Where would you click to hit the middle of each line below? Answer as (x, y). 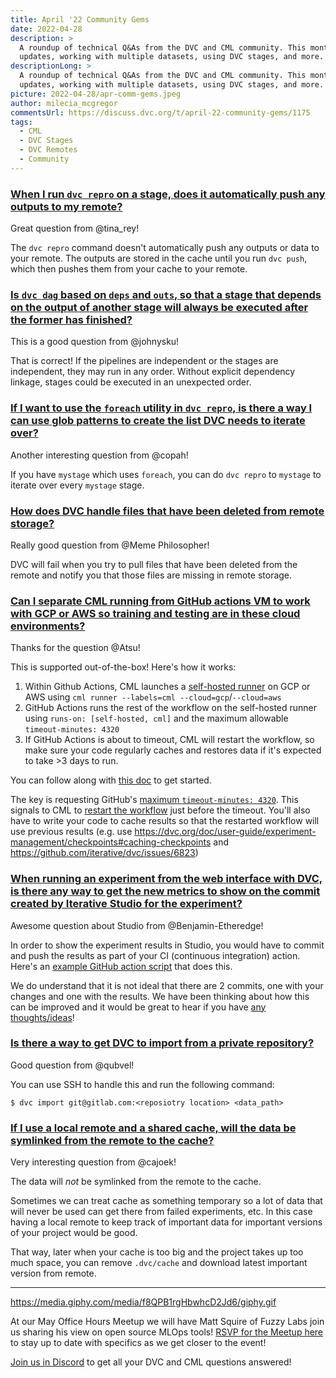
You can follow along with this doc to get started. (111, 780)
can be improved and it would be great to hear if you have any (138, 1007)
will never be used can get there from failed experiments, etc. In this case (161, 1212)
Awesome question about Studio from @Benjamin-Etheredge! (137, 925)
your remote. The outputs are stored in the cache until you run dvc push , (159, 258)
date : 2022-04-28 (46, 29)
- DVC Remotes (48, 150)
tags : (21, 122)
